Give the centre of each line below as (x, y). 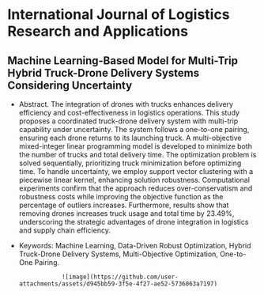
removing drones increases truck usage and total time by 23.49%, (126, 214)
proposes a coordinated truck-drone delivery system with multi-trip (128, 121)
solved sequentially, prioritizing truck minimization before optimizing (130, 163)
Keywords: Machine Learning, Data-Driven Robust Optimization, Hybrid (135, 246)
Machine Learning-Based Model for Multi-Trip (123, 61)
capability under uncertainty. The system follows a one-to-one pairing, (134, 129)
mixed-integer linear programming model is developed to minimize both (135, 146)
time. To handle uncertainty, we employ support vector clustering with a (136, 171)
